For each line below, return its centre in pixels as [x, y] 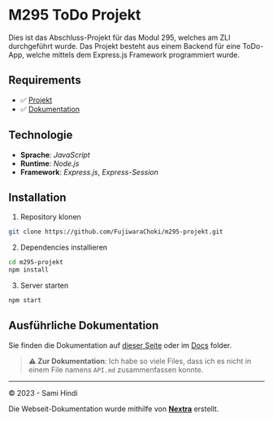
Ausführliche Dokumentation [84, 326]
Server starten [44, 285]
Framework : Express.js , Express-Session [89, 171]
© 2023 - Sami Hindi [43, 393]
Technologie [41, 135]
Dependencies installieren [64, 247]
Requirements [45, 80]
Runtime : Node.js [50, 163]
